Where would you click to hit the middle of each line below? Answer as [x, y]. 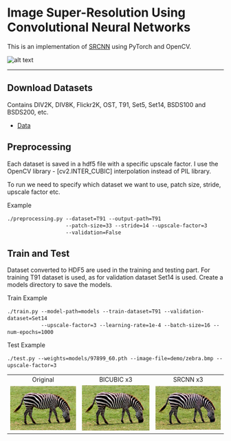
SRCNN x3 [188, 380]
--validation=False [93, 233]
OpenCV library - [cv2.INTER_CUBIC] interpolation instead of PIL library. [109, 171]
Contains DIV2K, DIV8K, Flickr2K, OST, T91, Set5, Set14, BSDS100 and [107, 104]
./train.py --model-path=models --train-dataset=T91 [84, 312]
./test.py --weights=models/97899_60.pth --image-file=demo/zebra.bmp [110, 359]
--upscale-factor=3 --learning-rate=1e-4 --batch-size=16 [126, 326]
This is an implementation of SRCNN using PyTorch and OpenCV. [99, 46]
